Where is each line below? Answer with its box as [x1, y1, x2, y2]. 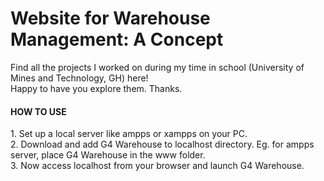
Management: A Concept [10, 28, 224, 51]
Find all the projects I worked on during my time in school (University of [10, 61, 305, 73]
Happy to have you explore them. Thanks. [10, 82, 183, 94]
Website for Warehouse [10, 7, 211, 30]
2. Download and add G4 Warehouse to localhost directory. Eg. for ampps [10, 138, 315, 151]
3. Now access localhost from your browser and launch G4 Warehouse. [10, 160, 305, 172]
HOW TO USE [10, 105, 67, 117]
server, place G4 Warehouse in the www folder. [10, 149, 206, 161]
